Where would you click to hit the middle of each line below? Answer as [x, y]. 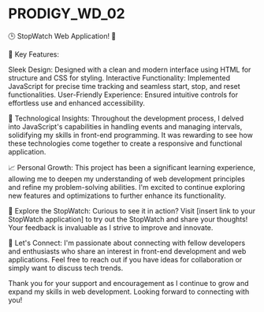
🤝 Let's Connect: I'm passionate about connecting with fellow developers [127, 243]
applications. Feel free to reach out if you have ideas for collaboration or [125, 259]
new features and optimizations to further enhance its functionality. [117, 195]
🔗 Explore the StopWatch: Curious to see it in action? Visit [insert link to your [132, 210]
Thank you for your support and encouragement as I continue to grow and [128, 283]
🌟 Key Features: [34, 54]
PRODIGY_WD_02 [67, 14]
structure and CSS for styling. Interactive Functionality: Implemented [119, 78]
